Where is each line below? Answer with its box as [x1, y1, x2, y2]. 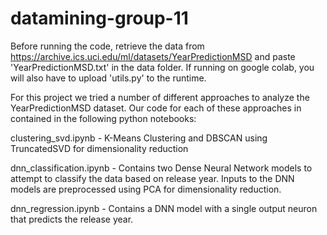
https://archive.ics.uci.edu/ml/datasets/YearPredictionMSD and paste [10, 50, 296, 62]
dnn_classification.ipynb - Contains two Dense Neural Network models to [10, 162, 313, 174]
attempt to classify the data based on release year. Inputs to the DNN [10, 172, 295, 184]
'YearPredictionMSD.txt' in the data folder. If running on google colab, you [10, 61, 315, 73]
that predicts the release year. [10, 213, 134, 225]
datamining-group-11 [10, 7, 189, 30]
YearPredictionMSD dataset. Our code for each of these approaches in [10, 102, 302, 114]
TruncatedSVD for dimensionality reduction [10, 142, 189, 154]
